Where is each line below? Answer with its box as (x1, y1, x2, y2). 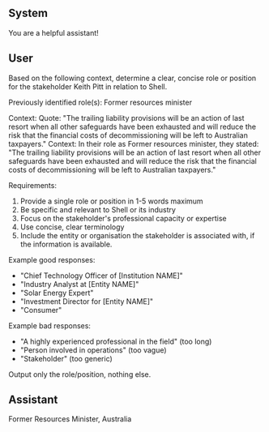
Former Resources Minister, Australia (8, 414, 132, 424)
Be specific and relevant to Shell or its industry (19, 204, 177, 214)
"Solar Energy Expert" (19, 288, 94, 297)
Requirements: (8, 180, 57, 190)
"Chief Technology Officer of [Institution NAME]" (19, 271, 184, 280)
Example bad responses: (8, 320, 92, 331)
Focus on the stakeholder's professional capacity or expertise (19, 213, 227, 223)
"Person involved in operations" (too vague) (19, 344, 168, 355)
